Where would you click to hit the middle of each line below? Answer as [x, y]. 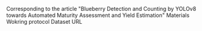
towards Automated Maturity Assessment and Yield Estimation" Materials [98, 15]
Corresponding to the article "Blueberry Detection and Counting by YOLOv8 [101, 9]
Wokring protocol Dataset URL [44, 22]
